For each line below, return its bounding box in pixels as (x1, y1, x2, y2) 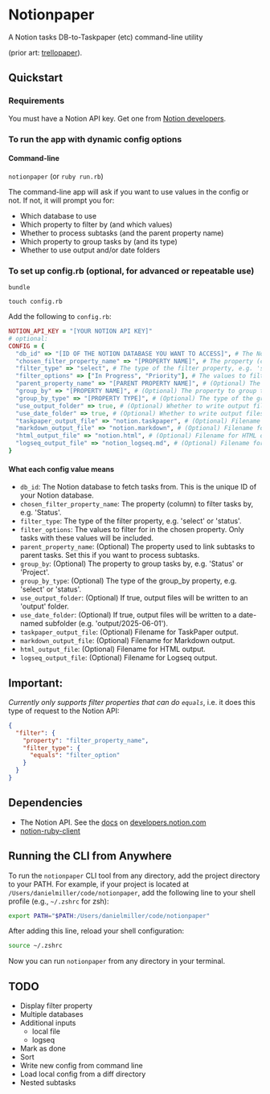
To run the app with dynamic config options (8, 133, 182, 145)
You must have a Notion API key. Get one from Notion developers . (8, 113, 227, 123)
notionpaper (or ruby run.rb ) (8, 171, 104, 181)
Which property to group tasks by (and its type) (19, 236, 178, 246)
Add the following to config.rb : (8, 312, 112, 322)
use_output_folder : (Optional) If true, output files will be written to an (19, 593, 248, 603)
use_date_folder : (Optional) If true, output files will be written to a (19, 610, 237, 620)
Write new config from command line (19, 1061, 143, 1071)
